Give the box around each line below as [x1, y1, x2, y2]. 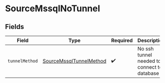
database [137, 70, 160, 77]
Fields [5, 23, 25, 31]
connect [137, 64, 157, 70]
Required [111, 37, 133, 44]
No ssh [137, 45, 154, 52]
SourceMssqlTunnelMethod [42, 57, 107, 64]
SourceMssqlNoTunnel [5, 3, 101, 14]
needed [137, 57, 156, 64]
